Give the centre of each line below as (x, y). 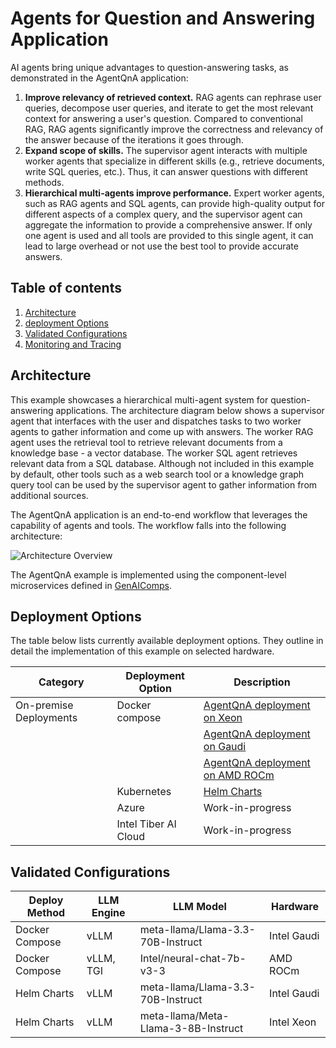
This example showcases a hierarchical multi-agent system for (139, 399)
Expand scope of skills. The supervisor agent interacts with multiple (166, 150)
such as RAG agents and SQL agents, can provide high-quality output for (175, 203)
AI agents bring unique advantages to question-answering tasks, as (150, 67)
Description (262, 682)
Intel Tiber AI (146, 824)
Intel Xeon (293, 1022)
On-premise (44, 705)
